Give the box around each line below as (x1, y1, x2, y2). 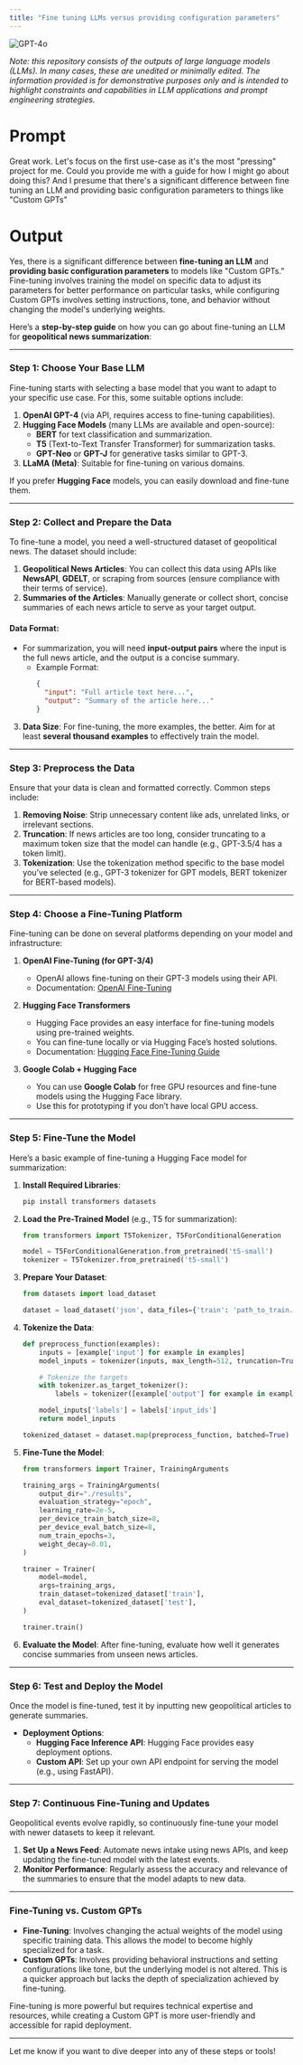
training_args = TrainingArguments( (22, 1481, 161, 1490)
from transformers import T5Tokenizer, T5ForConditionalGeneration (22, 1231, 281, 1240)
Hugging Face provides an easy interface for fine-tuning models (35, 1018, 275, 1028)
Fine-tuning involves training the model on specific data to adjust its (9, 275, 262, 286)
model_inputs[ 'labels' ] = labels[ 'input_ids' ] (39, 1406, 217, 1416)
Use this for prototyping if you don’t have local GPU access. (35, 1101, 259, 1112)
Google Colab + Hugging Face (22, 1064, 137, 1075)
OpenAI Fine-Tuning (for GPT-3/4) (22, 955, 154, 966)
